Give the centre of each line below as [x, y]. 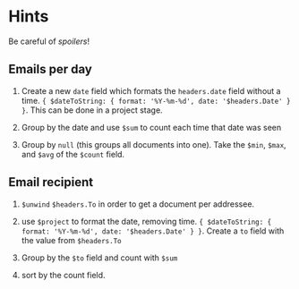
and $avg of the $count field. [73, 154]
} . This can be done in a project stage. [92, 110]
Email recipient [51, 182]
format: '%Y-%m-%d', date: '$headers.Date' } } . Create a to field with [153, 231]
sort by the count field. [63, 275]
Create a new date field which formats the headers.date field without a [151, 90]
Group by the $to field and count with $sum [99, 258]
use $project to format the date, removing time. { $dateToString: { [146, 221]
